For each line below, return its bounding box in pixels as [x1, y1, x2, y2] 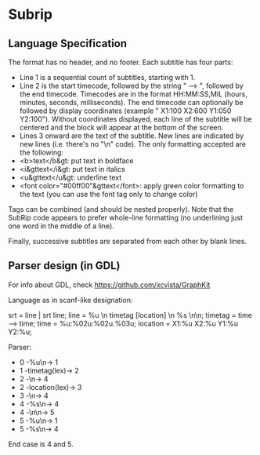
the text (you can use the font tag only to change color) [19, 190, 198, 198]
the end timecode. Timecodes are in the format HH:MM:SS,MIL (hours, [19, 89, 248, 99]
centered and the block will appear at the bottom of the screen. [19, 123, 224, 132]
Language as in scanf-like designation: [8, 295, 133, 304]
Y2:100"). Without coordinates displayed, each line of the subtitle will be [19, 115, 252, 123]
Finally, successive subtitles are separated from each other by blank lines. [8, 237, 247, 246]
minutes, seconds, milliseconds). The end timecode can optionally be [19, 98, 244, 107]
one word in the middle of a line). [8, 221, 115, 231]
